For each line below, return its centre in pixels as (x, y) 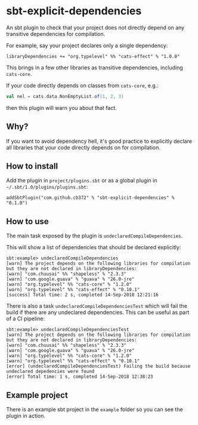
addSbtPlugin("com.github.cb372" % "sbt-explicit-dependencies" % (90, 198)
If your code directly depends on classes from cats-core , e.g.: (83, 85)
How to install (32, 166)
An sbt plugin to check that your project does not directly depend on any (95, 27)
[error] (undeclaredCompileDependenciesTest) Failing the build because (98, 366)
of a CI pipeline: (26, 319)
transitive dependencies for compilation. (56, 33)
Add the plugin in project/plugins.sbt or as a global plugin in (82, 181)
